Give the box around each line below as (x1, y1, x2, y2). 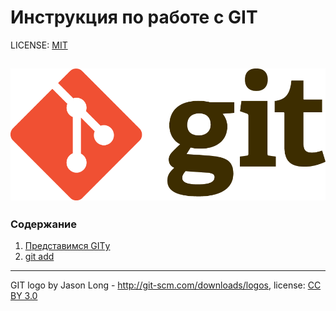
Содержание (10, 217, 78, 231)
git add (24, 251, 55, 263)
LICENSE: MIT (10, 39, 68, 51)
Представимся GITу (24, 240, 111, 252)
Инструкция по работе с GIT (10, 6, 258, 29)
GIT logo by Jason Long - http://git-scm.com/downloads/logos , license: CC (10, 279, 322, 291)
